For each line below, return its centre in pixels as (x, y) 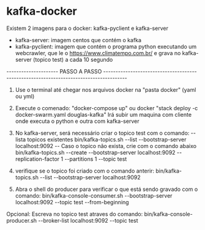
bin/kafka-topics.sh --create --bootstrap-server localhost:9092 (95, 152)
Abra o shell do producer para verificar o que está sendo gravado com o (106, 189)
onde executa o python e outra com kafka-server (77, 121)
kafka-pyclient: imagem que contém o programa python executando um (106, 46)
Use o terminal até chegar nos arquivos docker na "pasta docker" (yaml (106, 89)
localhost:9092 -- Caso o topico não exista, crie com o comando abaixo (106, 146)
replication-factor (37, 159)
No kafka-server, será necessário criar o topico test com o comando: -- (105, 133)
